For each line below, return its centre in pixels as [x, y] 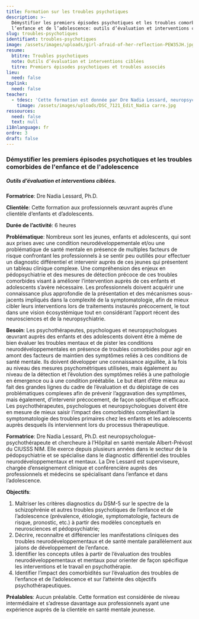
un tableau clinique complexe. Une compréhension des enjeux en [86, 268]
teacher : [17, 94]
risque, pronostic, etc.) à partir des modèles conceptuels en [88, 522]
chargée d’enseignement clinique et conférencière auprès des [82, 468]
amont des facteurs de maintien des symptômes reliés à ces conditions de [97, 355]
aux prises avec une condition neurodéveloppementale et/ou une [86, 243]
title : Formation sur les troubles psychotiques [67, 12]
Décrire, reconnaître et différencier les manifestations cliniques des [97, 535]
